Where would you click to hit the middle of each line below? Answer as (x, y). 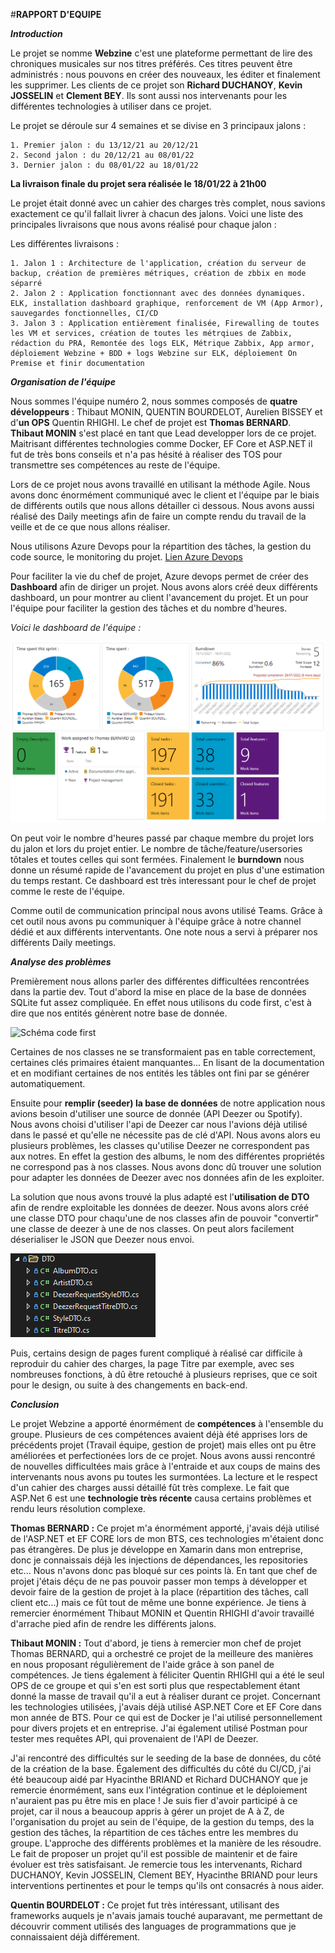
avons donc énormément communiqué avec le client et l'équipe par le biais (165, 495)
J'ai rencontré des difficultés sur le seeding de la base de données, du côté (166, 1758)
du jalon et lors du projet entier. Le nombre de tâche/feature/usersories (156, 848)
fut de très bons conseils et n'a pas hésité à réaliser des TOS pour (146, 454)
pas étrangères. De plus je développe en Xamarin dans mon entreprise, (157, 1549)
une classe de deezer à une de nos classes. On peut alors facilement (152, 1228)
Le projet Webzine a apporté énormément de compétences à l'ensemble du (167, 1423)
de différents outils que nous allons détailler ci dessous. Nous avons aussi (162, 505)
